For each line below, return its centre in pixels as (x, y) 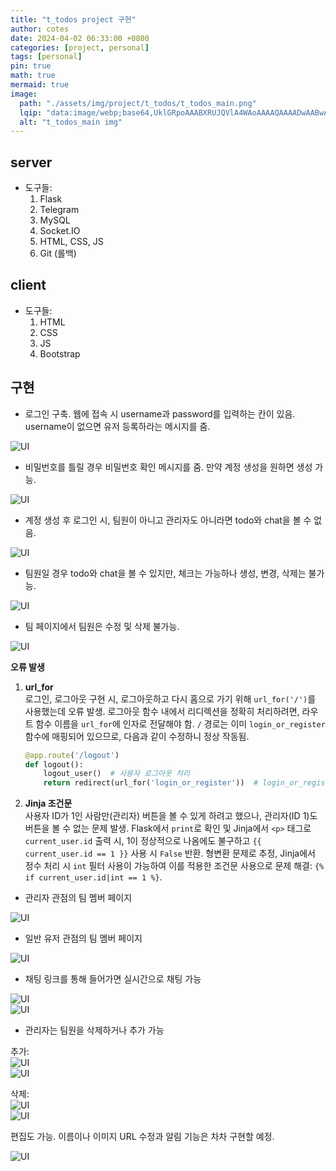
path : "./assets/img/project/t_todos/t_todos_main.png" (138, 103)
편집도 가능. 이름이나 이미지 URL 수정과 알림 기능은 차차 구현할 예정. (142, 1137)
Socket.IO (60, 231)
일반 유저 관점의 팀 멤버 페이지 (83, 938)
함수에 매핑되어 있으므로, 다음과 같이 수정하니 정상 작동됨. (137, 736)
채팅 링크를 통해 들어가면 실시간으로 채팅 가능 (113, 979)
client (28, 285)
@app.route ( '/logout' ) (72, 755)
